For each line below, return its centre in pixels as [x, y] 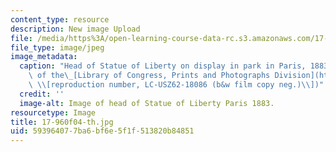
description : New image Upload [75, 29]
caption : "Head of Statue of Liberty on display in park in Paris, [163, 66]
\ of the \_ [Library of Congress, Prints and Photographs [149, 76]
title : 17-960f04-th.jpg [62, 122]
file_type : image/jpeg [57, 47]
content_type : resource [60, 19]
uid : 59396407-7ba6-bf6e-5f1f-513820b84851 [102, 131]
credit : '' [42, 94]
